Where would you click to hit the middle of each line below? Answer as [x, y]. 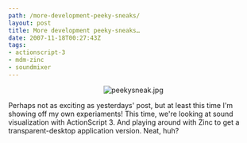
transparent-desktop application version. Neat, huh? [94, 130]
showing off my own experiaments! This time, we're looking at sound [121, 114]
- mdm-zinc [26, 60]
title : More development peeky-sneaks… [74, 30]
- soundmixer [30, 68]
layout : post [30, 23]
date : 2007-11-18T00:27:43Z [55, 38]
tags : [17, 45]
